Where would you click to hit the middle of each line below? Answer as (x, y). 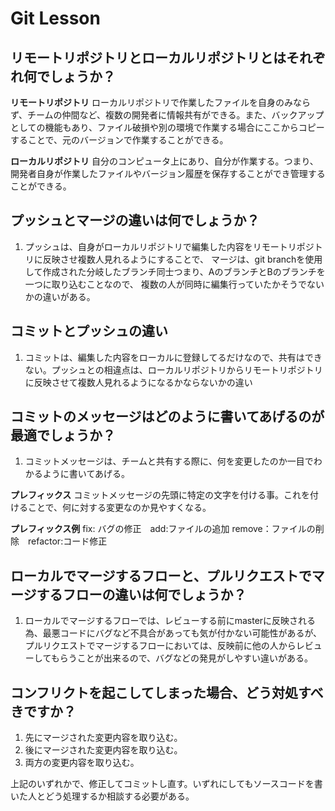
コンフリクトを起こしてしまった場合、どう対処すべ (167, 692)
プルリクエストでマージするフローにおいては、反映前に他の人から (160, 646)
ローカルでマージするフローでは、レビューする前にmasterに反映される (170, 621)
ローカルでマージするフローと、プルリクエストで (161, 575)
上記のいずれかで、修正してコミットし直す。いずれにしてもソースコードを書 (166, 784)
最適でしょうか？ (63, 435)
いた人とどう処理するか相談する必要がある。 (102, 796)
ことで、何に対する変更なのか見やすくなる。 (119, 508)
